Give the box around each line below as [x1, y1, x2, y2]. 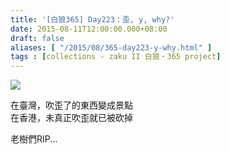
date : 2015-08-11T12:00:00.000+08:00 [10, 24, 168, 34]
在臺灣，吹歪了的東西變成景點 [10, 99, 133, 111]
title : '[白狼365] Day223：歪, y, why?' [10, 14, 175, 25]
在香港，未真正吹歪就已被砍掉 [10, 112, 133, 124]
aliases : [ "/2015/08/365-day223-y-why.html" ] [10, 42, 213, 53]
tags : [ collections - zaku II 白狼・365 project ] [10, 52, 222, 62]
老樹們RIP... [10, 133, 58, 145]
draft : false [10, 33, 65, 43]
